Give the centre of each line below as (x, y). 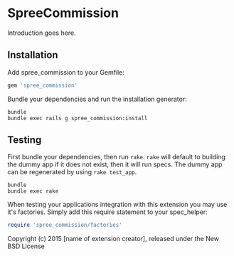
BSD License (26, 246)
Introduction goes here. (42, 33)
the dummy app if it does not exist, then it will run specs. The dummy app (115, 164)
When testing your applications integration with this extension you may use (117, 205)
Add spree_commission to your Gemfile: (66, 72)
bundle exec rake (33, 191)
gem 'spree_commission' (43, 85)
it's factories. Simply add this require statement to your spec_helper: (107, 212)
